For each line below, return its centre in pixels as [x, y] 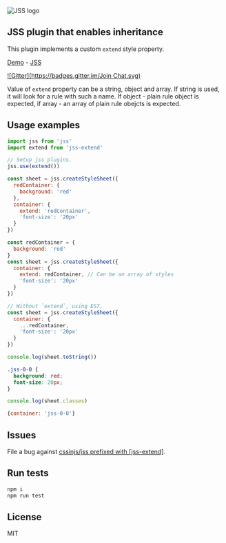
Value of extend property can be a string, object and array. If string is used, [113, 89]
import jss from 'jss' [40, 141]
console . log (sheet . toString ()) [52, 357]
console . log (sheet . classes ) [48, 401]
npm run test [26, 495]
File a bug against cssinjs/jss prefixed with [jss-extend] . [86, 451]
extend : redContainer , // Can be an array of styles [97, 275]
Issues [22, 435]
